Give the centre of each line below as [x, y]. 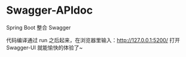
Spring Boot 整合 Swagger [39, 27]
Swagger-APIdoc [50, 10]
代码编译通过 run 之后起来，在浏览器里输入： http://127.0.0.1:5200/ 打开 [93, 40]
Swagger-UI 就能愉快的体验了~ [45, 47]
